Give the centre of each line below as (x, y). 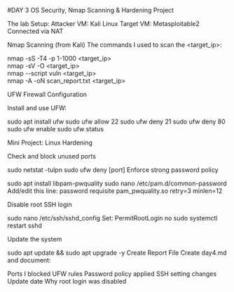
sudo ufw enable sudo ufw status (55, 129)
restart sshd (25, 225)
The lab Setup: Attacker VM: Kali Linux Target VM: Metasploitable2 (103, 24)
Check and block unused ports (52, 156)
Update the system (35, 239)
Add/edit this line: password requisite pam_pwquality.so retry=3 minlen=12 (115, 191)
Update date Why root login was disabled (67, 281)
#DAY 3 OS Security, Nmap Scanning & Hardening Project (90, 10)
